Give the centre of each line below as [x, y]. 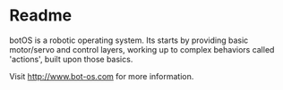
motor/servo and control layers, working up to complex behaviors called [142, 49]
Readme [41, 16]
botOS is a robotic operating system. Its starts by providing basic [129, 40]
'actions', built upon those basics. [71, 59]
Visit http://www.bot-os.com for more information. [102, 76]
